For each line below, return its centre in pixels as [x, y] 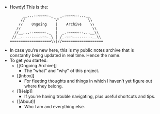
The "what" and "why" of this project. [62, 71]
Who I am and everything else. [55, 107]
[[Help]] [25, 91]
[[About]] [26, 101]
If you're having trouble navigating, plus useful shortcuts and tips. [90, 96]
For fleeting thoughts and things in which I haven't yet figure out [88, 81]
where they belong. [43, 86]
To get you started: [29, 60]
